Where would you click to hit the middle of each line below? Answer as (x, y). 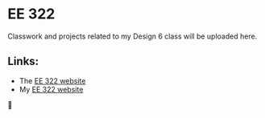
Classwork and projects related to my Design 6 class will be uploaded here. (132, 36)
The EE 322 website (52, 80)
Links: (23, 61)
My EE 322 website (51, 89)
